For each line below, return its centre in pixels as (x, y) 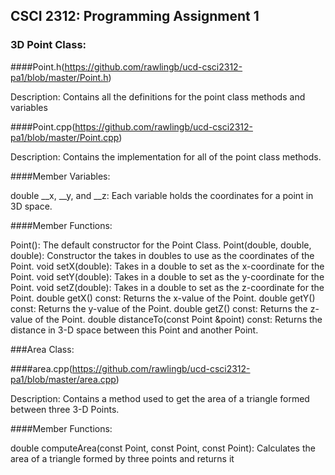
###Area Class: (42, 349)
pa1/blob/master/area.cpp (63, 379)
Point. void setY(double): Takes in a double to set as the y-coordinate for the (167, 276)
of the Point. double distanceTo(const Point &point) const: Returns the (178, 319)
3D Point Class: (48, 45)
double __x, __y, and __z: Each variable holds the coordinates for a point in (162, 195)
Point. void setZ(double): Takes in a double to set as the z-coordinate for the (167, 287)
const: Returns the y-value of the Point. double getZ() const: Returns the (159, 308)
